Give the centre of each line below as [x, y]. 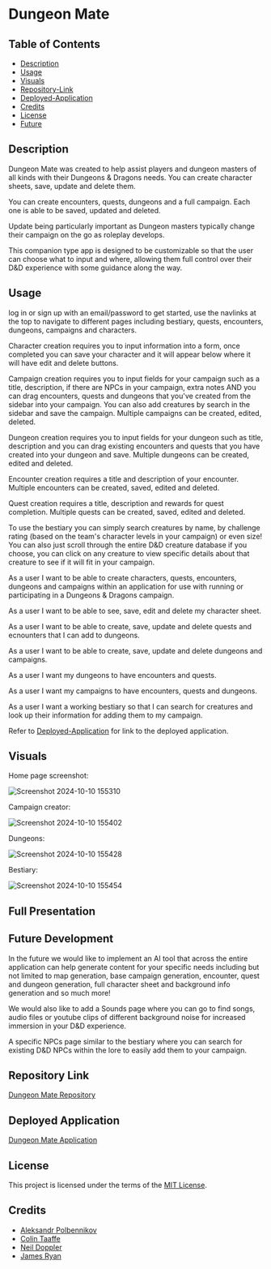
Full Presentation [52, 911]
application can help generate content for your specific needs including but [134, 967]
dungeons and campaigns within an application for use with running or [126, 586]
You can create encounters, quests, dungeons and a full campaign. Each [129, 201]
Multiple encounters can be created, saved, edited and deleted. [114, 487]
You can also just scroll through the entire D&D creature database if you [128, 545]
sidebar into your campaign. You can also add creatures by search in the [129, 404]
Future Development [61, 939]
